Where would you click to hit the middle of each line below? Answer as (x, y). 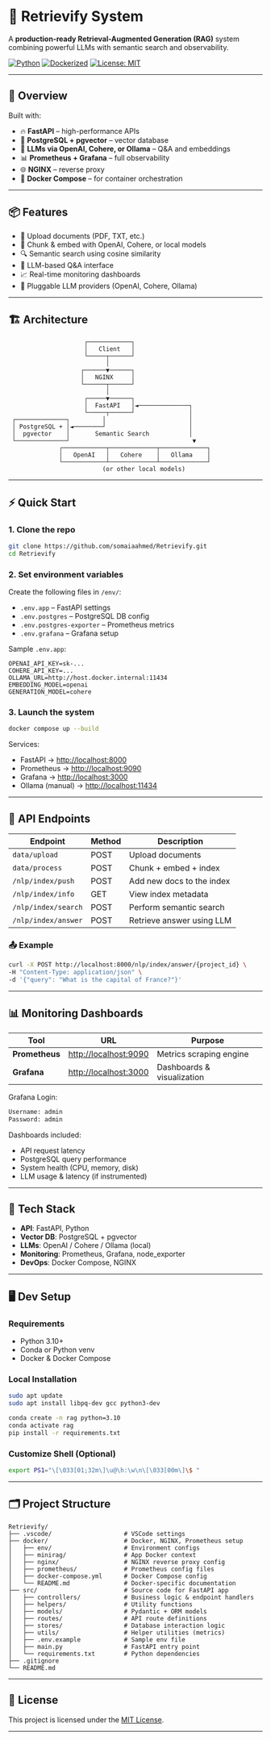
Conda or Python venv (57, 1350)
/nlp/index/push (44, 881)
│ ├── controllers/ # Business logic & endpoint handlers (131, 1597)
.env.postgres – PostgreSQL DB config (85, 616)
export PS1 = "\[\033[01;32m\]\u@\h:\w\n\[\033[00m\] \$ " (104, 1471)
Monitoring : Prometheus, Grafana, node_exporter (102, 1254)
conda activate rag (41, 1425)
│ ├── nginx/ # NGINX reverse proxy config (117, 1562)
